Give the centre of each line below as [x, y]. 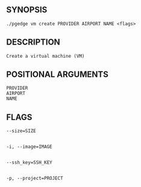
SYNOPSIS [27, 10]
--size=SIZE [21, 131]
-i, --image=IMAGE [29, 147]
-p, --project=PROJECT [35, 179]
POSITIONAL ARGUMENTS [57, 75]
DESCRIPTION [33, 42]
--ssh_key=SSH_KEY [29, 163]
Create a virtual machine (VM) [45, 56]
